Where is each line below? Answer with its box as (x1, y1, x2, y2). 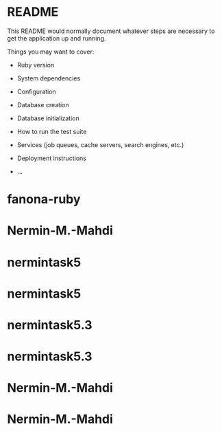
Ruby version (16, 60, 55, 69)
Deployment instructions (16, 154, 87, 162)
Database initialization (16, 114, 80, 122)
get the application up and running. (7, 34, 106, 42)
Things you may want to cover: (7, 47, 95, 56)
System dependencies (16, 74, 81, 82)
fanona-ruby (7, 192, 81, 207)
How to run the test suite (16, 127, 87, 135)
